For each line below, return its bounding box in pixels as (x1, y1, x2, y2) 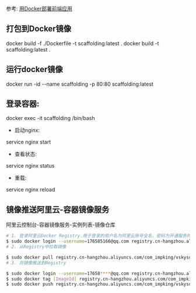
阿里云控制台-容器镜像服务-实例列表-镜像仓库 (6, 222, 116, 229)
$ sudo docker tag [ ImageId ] (6, 276, 77, 282)
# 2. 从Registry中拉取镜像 (6, 244, 66, 250)
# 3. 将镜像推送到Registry (6, 260, 66, 265)
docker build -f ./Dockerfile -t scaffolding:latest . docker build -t (6, 40, 159, 47)
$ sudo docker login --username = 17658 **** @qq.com (6, 270, 129, 277)
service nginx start (6, 138, 51, 145)
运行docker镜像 (6, 64, 63, 74)
